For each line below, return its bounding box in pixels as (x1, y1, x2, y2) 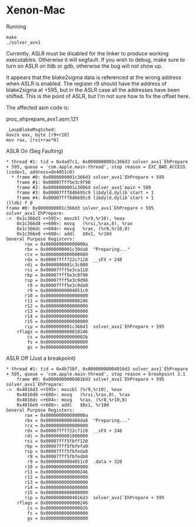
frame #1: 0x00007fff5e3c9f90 (16, 179, 91, 185)
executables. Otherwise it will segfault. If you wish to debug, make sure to (6, 56, 185, 63)
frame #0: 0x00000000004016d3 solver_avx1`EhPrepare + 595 (16, 376, 165, 382)
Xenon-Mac (6, 4, 66, 17)
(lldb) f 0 (6, 200, 33, 206)
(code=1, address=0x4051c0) (6, 169, 75, 175)
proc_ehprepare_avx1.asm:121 (6, 115, 78, 122)
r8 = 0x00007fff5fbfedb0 (27, 453, 88, 459)
